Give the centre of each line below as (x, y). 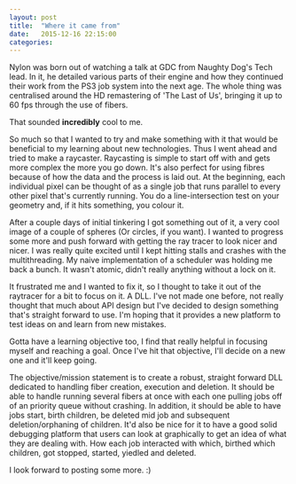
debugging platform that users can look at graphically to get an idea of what (148, 434)
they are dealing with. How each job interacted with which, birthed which (143, 443)
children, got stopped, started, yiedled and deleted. (103, 453)
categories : (31, 42)
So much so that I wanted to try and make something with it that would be (144, 139)
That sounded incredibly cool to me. (76, 122)
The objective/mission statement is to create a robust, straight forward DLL (146, 378)
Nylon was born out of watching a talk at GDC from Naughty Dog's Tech (141, 67)
